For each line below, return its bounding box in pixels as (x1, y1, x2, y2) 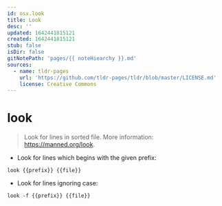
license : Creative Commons (19, 81, 97, 87)
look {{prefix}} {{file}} (7, 167, 81, 174)
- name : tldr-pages (13, 68, 69, 74)
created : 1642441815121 (7, 36, 76, 43)
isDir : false (7, 49, 45, 56)
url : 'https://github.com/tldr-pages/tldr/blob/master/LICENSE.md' (19, 74, 217, 81)
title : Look (7, 17, 41, 23)
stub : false (7, 42, 41, 49)
